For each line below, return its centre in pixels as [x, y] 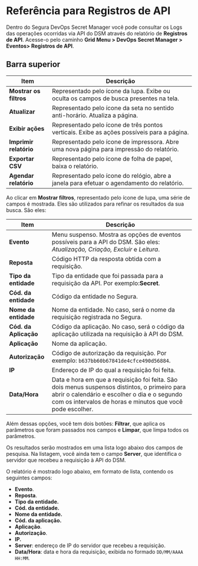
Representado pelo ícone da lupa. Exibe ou [111, 91]
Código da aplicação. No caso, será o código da [118, 326]
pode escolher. [72, 409]
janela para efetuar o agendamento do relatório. [118, 183]
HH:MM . [22, 558]
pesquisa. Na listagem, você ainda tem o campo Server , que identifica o [94, 454]
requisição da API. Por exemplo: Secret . [106, 283]
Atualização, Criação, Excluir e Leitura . [106, 249]
